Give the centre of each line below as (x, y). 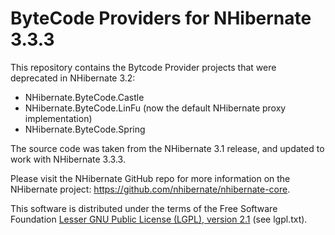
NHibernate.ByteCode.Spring (85, 129)
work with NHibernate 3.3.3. (68, 159)
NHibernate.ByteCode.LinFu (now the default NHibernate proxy (155, 108)
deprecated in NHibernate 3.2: (73, 78)
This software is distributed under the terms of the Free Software (144, 208)
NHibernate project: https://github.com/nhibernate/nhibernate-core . (150, 189)
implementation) (58, 118)
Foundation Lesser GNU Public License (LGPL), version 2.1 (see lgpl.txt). (159, 219)
